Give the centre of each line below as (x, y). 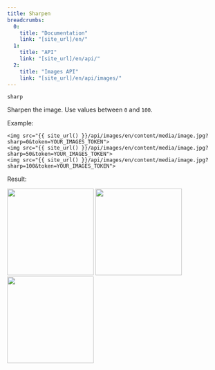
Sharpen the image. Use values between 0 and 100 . (80, 110)
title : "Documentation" (54, 33)
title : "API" (38, 53)
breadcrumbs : (26, 20)
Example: (20, 123)
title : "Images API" (49, 71)
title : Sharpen (29, 14)
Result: (17, 179)
